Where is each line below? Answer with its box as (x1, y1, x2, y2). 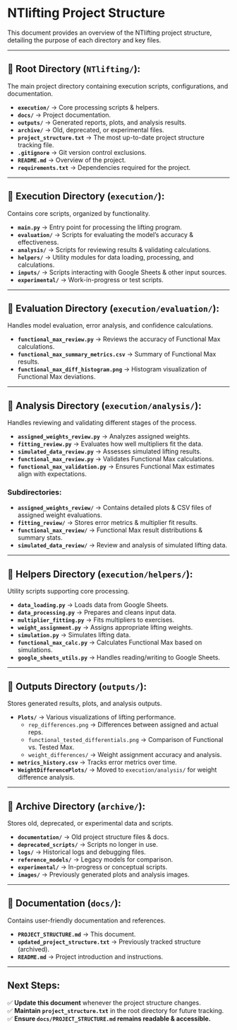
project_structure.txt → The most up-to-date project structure (17, 133, 205, 141)
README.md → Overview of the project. (17, 156, 126, 164)
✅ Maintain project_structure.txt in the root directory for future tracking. (7, 1006, 224, 1014)
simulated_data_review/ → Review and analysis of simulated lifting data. (17, 541, 228, 550)
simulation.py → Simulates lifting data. (17, 631, 131, 640)
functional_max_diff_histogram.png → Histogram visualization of (17, 365, 207, 374)
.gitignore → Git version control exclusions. (17, 148, 147, 156)
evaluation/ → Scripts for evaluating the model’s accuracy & (17, 230, 194, 238)
